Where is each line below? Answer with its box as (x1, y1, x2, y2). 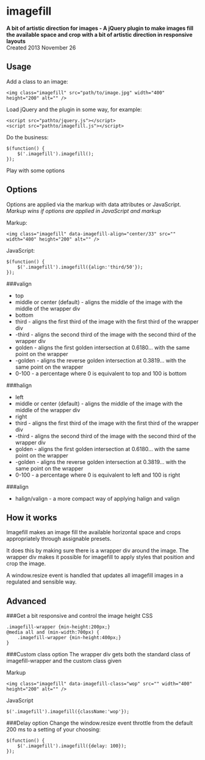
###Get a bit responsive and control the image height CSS (6, 612, 153, 620)
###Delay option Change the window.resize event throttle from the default (6, 719, 193, 727)
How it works (6, 512, 57, 523)
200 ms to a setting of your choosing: (6, 726, 101, 733)
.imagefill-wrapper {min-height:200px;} (6, 624, 111, 630)
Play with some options (6, 167, 65, 174)
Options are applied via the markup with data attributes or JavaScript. (6, 200, 181, 208)
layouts (6, 37, 26, 45)
